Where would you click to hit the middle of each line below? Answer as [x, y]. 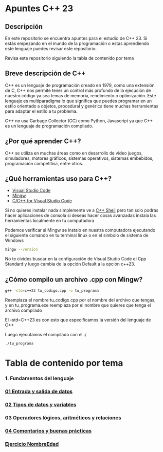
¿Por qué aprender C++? [43, 141]
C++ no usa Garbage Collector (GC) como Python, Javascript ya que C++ [79, 121]
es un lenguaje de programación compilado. [49, 126]
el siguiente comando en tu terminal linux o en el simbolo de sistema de [77, 236]
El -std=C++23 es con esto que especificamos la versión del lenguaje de [78, 320]
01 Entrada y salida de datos [39, 391]
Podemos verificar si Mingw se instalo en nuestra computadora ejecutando [80, 230]
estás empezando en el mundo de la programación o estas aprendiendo [77, 43]
